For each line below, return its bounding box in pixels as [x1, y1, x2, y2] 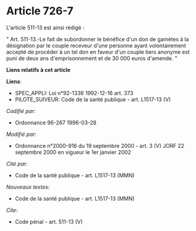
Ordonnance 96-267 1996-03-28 [14, 118, 97, 126]
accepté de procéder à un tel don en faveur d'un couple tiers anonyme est [6, 48, 190, 55]
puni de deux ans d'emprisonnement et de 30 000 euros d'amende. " [6, 54, 178, 62]
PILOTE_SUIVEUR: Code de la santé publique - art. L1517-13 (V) [14, 96, 171, 103]
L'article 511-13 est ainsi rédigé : [6, 24, 85, 31]
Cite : [6, 206, 18, 214]
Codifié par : [6, 107, 36, 114]
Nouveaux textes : [6, 183, 50, 190]
